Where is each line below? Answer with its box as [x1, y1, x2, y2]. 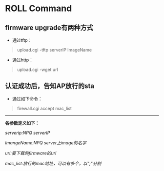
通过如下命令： [12, 96, 42, 102]
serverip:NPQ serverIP [5, 130, 50, 136]
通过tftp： [12, 37, 32, 43]
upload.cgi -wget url [17, 67, 59, 72]
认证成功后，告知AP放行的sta [5, 82, 95, 90]
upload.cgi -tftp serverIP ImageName [17, 47, 92, 52]
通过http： [12, 57, 33, 63]
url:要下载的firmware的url [5, 150, 57, 156]
